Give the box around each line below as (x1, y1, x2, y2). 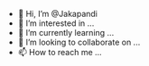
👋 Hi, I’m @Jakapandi (17, 9, 98, 19)
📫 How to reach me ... (17, 47, 102, 57)
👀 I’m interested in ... (17, 18, 95, 29)
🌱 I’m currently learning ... (17, 28, 115, 37)
